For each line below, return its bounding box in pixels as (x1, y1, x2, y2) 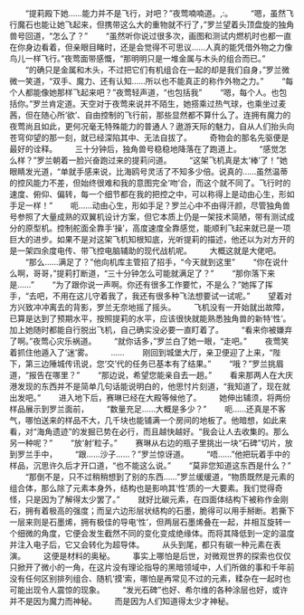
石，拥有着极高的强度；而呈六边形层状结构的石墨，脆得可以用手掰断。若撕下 (9, 506, 295, 516)
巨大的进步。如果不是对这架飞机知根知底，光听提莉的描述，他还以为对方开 (9, 234, 287, 244)
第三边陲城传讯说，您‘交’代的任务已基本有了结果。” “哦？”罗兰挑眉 (24, 358, 284, 369)
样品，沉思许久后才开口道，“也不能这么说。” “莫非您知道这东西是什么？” (9, 460, 291, 470)
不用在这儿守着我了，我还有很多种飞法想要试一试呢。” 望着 (52, 290, 285, 301)
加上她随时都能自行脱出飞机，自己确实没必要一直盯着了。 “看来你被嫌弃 (9, 325, 293, 335)
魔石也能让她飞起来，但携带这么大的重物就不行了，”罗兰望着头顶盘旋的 (16, 19, 279, 30)
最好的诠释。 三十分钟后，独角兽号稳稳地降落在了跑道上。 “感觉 (9, 144, 280, 154)
